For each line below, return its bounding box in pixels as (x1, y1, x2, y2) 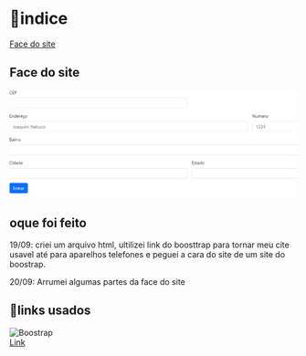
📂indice (9, 8, 69, 29)
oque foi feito (9, 215, 87, 231)
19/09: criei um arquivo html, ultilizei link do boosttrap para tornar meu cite (9, 239, 290, 250)
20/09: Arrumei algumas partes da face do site (9, 277, 185, 288)
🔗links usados (9, 303, 91, 319)
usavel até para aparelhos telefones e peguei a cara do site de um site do (9, 249, 286, 260)
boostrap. (9, 259, 47, 270)
